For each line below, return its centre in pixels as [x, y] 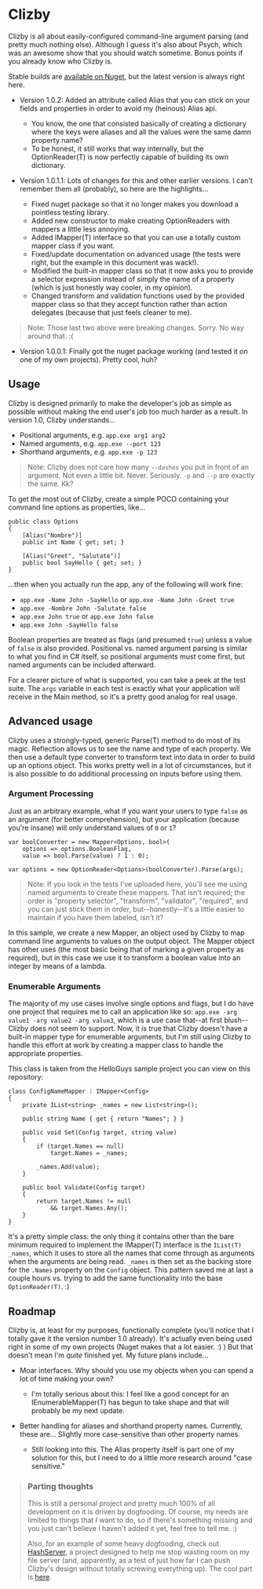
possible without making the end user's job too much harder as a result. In [128, 411]
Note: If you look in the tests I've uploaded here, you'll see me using [137, 884]
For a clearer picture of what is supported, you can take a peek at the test [127, 680]
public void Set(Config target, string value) [100, 1133]
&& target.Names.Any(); [89, 1208]
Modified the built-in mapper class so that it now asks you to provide [142, 270]
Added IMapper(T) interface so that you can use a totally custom [136, 237]
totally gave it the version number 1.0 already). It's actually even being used [130, 1338]
